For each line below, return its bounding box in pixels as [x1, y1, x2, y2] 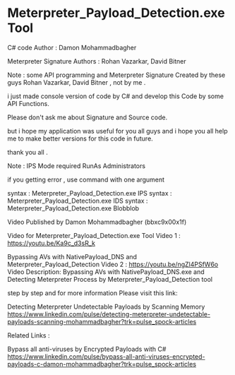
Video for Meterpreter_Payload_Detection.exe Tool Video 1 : [7, 231, 181, 239]
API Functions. [7, 99, 49, 107]
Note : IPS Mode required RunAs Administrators [7, 161, 146, 170]
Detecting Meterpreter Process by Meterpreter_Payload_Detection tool [7, 275, 213, 283]
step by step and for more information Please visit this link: [7, 288, 178, 297]
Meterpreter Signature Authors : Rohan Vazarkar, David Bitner [7, 56, 187, 65]
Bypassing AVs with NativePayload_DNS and [7, 252, 138, 261]
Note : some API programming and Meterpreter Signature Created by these [7, 71, 226, 79]
